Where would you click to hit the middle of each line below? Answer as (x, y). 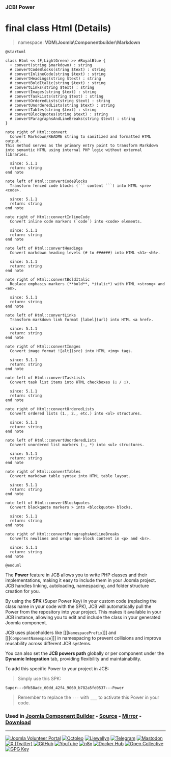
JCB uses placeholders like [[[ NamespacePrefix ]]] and (61, 632)
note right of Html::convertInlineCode (48, 217)
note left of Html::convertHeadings (44, 248)
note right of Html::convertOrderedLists (50, 409)
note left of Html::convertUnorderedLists (51, 440)
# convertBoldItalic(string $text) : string (58, 83)
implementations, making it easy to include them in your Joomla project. (81, 580)
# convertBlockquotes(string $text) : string (59, 114)
